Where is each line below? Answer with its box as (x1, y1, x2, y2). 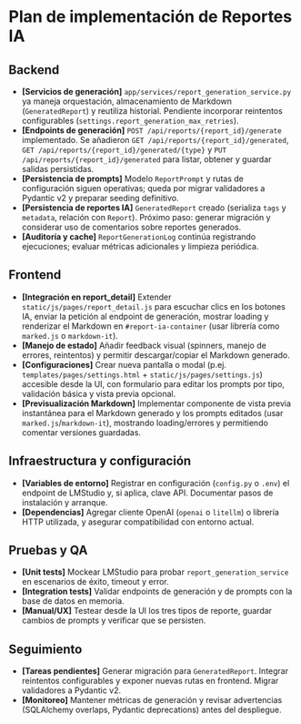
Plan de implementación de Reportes (8, 6, 293, 27)
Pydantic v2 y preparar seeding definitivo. (21, 193, 179, 203)
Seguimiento (8, 641, 83, 657)
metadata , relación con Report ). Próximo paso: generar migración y (21, 212, 271, 222)
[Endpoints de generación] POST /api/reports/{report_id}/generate (21, 125, 283, 136)
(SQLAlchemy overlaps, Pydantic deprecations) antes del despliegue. (21, 704, 282, 716)
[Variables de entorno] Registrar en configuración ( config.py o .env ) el (21, 477, 290, 488)
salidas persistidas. (21, 164, 95, 174)
